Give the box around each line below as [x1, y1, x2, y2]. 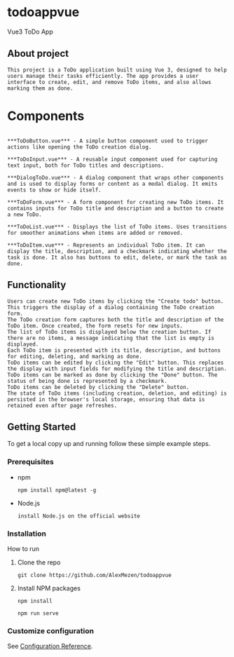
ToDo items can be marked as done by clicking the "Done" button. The [7, 371, 218, 379]
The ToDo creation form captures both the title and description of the [7, 316, 224, 323]
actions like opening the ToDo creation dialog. [7, 143, 152, 151]
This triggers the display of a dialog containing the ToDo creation [7, 304, 215, 311]
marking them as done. [7, 85, 74, 92]
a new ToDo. [7, 211, 42, 218]
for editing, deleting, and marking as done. [7, 353, 142, 360]
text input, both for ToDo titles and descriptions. [7, 162, 165, 169]
